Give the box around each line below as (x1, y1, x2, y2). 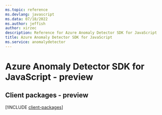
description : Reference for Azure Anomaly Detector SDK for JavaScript (5, 30, 157, 35)
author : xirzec (5, 26, 37, 31)
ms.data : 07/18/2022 (5, 16, 48, 21)
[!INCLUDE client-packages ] (5, 104, 63, 110)
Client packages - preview (5, 91, 89, 100)
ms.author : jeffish (5, 21, 46, 26)
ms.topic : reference (5, 7, 48, 12)
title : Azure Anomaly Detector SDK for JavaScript (5, 35, 113, 40)
